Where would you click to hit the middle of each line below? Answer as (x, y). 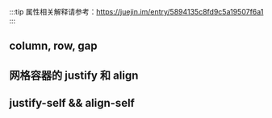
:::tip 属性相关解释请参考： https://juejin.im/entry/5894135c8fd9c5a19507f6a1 (136, 12)
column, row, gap (53, 46)
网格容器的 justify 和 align (74, 75)
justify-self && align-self (72, 103)
